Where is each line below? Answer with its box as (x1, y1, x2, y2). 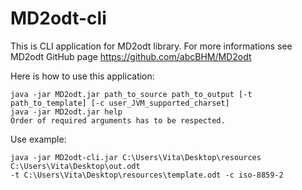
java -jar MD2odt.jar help (10, 107, 123, 117)
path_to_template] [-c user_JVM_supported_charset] (10, 98, 230, 108)
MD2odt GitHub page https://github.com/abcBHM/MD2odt (10, 50, 252, 62)
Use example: (10, 133, 67, 145)
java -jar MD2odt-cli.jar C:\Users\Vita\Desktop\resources (10, 152, 262, 162)
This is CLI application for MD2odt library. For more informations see (10, 40, 293, 52)
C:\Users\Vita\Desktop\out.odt (10, 161, 141, 171)
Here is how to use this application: (10, 70, 155, 82)
